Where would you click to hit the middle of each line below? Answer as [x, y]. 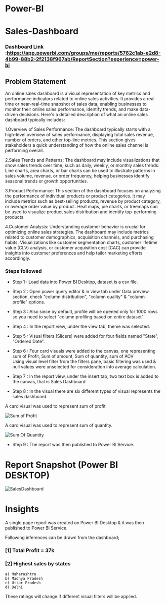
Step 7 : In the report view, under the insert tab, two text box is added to [85, 376]
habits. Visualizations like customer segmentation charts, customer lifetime [81, 242]
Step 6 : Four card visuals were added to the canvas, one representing [84, 351]
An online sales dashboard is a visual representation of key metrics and [78, 93]
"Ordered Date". [29, 341]
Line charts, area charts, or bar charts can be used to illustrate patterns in [80, 171]
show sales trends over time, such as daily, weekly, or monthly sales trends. [82, 165]
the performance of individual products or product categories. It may [75, 196]
